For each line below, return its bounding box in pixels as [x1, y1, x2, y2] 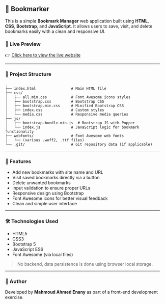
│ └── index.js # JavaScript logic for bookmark [5, 125, 139, 130]
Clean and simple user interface [12, 200, 77, 206]
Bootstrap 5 [12, 241, 36, 247]
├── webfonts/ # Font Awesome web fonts [5, 134, 124, 138]
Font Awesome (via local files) [12, 251, 73, 257]
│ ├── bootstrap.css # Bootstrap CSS [5, 99, 105, 104]
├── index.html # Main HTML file [5, 86, 107, 91]
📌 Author [5, 278, 27, 285]
